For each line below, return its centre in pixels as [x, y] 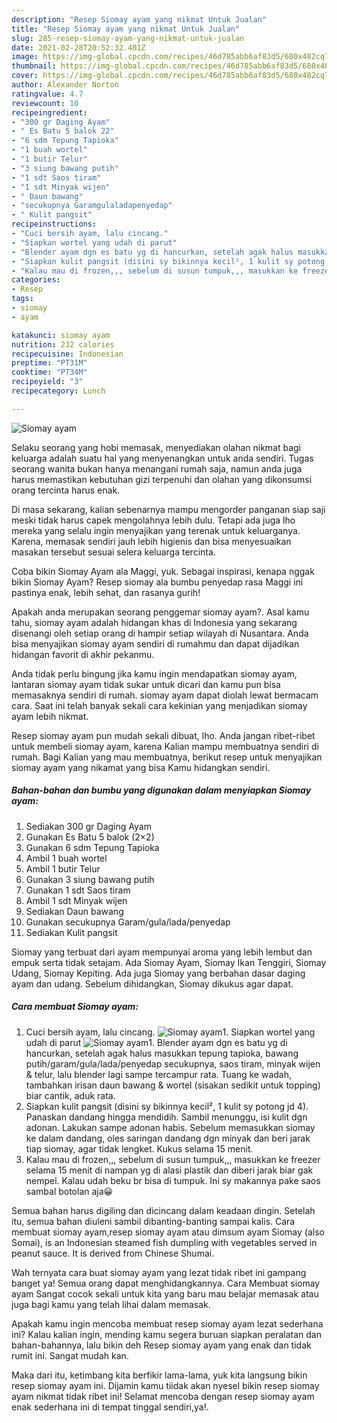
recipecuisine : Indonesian [67, 354]
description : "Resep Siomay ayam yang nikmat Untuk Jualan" [139, 19]
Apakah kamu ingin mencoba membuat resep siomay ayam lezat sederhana [167, 1323]
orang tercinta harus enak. [66, 490]
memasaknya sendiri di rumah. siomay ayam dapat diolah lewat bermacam [165, 695]
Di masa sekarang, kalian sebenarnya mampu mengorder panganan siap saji [168, 509]
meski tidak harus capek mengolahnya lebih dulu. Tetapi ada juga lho [153, 520]
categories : [36, 280]
